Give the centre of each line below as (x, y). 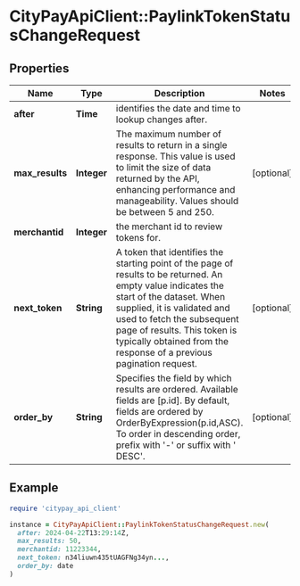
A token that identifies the (170, 252)
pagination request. (157, 363)
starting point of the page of (175, 263)
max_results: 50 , (50, 541)
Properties (39, 68)
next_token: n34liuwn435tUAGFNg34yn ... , (93, 558)
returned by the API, (158, 178)
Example (34, 488)
